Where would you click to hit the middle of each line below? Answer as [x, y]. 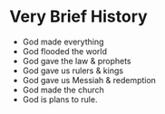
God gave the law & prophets [77, 61]
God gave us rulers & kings [73, 71]
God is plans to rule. [60, 99]
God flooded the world [64, 51]
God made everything [63, 42]
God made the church [63, 90]
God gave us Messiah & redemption [89, 80]
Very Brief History [78, 17]
